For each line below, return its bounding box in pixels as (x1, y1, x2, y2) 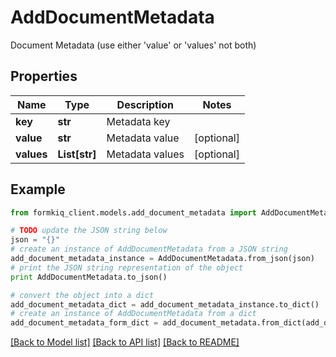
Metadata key (106, 114, 171, 128)
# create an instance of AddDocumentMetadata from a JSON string (10, 244, 288, 255)
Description (116, 97, 175, 111)
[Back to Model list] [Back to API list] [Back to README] (10, 336, 240, 348)
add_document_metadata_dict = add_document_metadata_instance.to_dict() (10, 299, 320, 310)
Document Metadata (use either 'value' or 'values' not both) (10, 39, 257, 51)
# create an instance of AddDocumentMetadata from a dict (10, 309, 257, 319)
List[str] (57, 147, 97, 161)
